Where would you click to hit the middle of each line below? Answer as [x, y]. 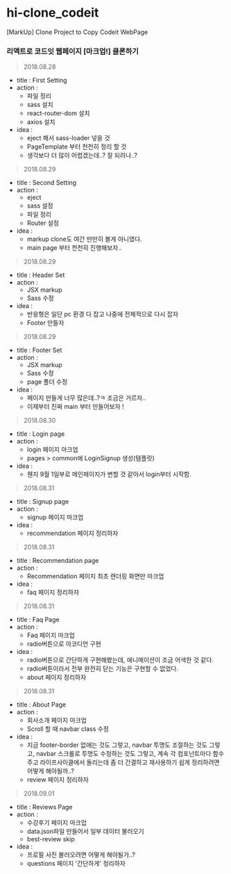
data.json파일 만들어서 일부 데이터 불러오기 [85, 832]
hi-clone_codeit [53, 13]
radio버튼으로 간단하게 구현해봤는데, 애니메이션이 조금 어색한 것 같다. [120, 660]
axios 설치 [41, 122]
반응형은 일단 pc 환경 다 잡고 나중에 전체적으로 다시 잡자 [102, 314]
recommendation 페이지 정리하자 [72, 533]
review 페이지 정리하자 [58, 780]
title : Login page [41, 434]
